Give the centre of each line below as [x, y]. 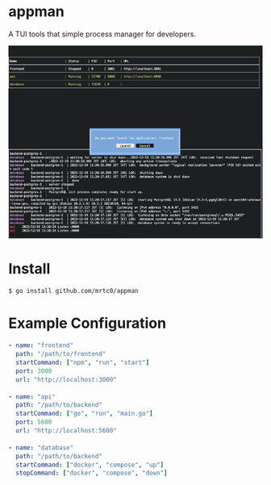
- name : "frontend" [41, 345]
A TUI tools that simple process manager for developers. [102, 34]
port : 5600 [34, 422]
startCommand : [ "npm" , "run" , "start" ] [83, 362]
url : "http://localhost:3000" [66, 379]
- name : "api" [32, 397]
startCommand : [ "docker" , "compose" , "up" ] [90, 465]
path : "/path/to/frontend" [61, 354]
